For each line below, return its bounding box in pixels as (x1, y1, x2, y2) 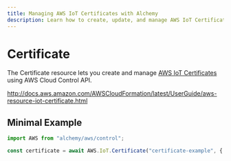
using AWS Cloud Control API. (7, 76, 92, 85)
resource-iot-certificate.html (7, 97, 88, 105)
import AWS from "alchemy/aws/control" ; (7, 135, 125, 142)
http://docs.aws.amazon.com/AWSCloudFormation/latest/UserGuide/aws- (7, 89, 217, 98)
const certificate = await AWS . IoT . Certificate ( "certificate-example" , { (7, 147, 223, 155)
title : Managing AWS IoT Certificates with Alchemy (7, 10, 158, 17)
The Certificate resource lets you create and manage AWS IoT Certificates (7, 69, 217, 77)
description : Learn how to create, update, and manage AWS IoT (7, 17, 192, 23)
